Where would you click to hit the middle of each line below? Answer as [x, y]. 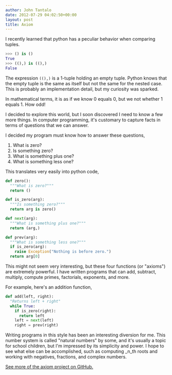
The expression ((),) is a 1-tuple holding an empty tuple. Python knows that [86, 78]
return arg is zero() [33, 209]
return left [32, 316]
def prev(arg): [22, 237]
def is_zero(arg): [25, 200]
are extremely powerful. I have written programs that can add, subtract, [81, 272]
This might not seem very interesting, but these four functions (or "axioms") [85, 266]
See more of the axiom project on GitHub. [49, 367]
